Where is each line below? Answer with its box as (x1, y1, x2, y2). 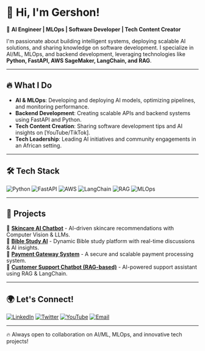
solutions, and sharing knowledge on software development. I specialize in (6, 44, 194, 51)
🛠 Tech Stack (6, 166, 60, 176)
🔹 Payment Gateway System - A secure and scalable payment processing (6, 250, 194, 258)
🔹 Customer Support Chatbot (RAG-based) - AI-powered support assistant (6, 263, 197, 271)
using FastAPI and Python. (15, 116, 82, 123)
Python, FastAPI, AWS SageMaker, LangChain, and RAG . (6, 57, 152, 64)
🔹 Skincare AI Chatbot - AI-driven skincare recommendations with (6, 225, 174, 232)
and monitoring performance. (15, 103, 90, 110)
